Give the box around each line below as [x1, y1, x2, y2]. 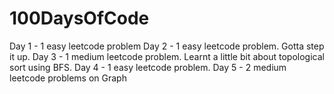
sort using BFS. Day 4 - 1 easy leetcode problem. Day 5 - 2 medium [9, 61, 287, 73]
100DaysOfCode [9, 7, 150, 30]
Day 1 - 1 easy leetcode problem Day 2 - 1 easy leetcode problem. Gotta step [9, 40, 325, 52]
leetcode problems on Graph [9, 72, 127, 84]
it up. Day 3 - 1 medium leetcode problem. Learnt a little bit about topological [9, 50, 325, 62]
